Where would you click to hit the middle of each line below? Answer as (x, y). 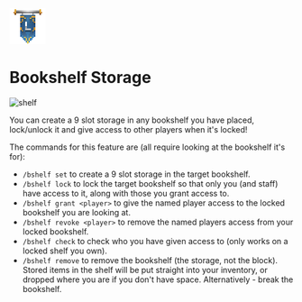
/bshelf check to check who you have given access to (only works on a (155, 241)
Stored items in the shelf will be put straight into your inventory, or (145, 270)
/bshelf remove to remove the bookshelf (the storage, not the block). (150, 260)
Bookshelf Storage (80, 78)
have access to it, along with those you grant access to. (126, 193)
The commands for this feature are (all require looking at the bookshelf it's (147, 147)
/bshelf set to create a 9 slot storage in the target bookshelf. (136, 174)
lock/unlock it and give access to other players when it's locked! (128, 129)
